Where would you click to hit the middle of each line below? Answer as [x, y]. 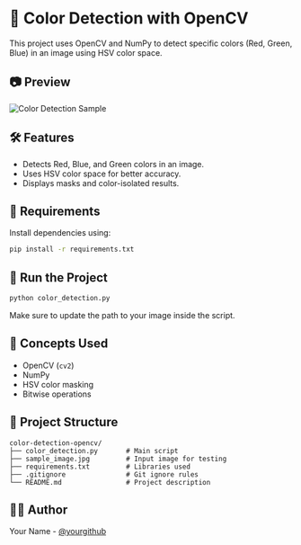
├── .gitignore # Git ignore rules [104, 474]
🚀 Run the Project [58, 277]
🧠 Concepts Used [59, 344]
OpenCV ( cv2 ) [48, 365]
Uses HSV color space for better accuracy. [102, 174]
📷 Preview [40, 82]
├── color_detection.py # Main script [94, 451]
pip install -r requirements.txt [72, 250]
